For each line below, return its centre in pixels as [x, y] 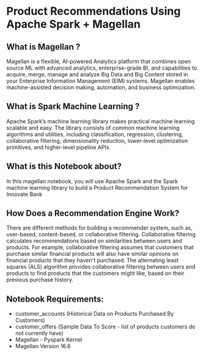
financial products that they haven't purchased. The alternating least [93, 260]
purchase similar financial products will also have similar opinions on [93, 254]
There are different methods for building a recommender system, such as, [99, 228]
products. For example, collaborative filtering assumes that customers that [100, 247]
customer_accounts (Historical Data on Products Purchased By [94, 314]
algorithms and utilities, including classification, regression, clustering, [95, 134]
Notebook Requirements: [55, 299]
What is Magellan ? [43, 47]
